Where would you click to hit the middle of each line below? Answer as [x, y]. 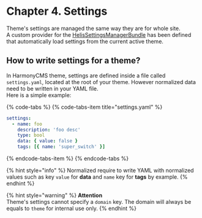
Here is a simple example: [39, 95]
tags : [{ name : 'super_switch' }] [61, 147]
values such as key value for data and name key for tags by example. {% [97, 177]
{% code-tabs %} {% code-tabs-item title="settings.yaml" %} [84, 107]
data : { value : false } [48, 141]
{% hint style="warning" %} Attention [54, 195]
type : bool [31, 135]
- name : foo [27, 124]
